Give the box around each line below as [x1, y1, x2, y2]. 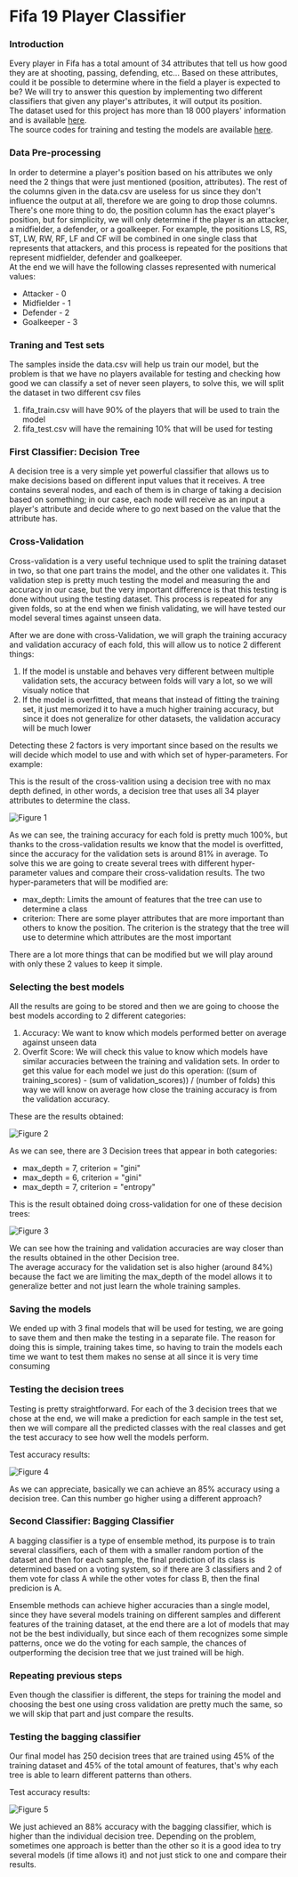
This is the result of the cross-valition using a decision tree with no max [9, 776, 271, 787]
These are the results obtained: [9, 1111, 125, 1121]
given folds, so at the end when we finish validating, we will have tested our [9, 603, 286, 613]
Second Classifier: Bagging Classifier [9, 1515, 175, 1527]
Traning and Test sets [9, 338, 105, 351]
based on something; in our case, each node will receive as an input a [9, 494, 265, 505]
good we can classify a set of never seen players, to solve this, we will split [9, 378, 285, 389]
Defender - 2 [21, 307, 70, 318]
